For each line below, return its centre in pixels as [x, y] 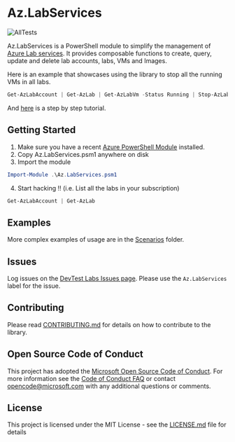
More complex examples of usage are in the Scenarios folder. [96, 240]
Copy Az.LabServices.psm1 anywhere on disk [83, 154]
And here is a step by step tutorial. [57, 108]
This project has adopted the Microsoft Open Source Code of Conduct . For [115, 371]
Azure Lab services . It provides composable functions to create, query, [109, 53]
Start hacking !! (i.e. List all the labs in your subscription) [98, 188]
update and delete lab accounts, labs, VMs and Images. [87, 60]
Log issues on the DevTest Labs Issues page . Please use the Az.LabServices [117, 278]
